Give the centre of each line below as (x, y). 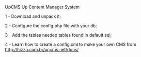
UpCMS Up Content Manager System (42, 7)
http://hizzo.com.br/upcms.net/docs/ (42, 50)
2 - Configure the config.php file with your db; (51, 26)
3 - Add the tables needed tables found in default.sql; (58, 35)
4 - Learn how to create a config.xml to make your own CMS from (71, 44)
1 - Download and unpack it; (33, 16)
